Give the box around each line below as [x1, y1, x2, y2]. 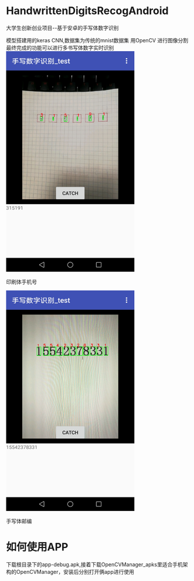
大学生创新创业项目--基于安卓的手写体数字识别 [6, 24, 119, 31]
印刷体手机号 [6, 278, 37, 285]
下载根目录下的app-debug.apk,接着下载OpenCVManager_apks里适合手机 [6, 560, 183, 568]
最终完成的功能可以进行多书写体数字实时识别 [6, 44, 114, 51]
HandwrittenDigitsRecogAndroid [6, 4, 169, 18]
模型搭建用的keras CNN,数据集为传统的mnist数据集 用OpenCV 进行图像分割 [6, 36, 189, 44]
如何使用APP [6, 540, 69, 554]
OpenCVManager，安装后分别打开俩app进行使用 [16, 568, 135, 575]
